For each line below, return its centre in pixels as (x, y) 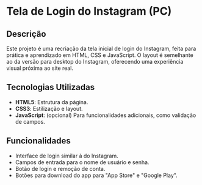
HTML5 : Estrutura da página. (52, 102)
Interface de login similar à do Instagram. (67, 156)
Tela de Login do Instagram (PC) (89, 11)
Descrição (26, 34)
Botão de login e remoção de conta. (60, 168)
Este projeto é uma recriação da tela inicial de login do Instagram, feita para (101, 48)
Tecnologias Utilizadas (51, 87)
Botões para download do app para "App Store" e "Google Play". (96, 175)
